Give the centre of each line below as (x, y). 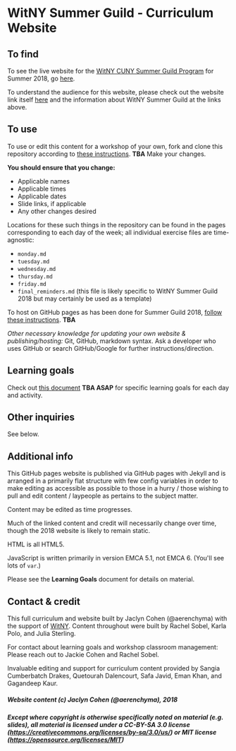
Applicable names (44, 181)
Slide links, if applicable (52, 203)
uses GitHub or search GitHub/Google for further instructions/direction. (111, 348)
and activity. (25, 395)
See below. (23, 434)
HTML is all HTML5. (36, 544)
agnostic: (21, 240)
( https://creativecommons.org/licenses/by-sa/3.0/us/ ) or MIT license (112, 733)
